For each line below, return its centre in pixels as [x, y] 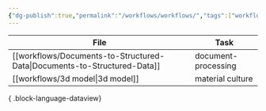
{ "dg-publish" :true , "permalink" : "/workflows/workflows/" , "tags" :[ [120, 15]
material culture [224, 78]
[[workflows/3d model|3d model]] [76, 78]
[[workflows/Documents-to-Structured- [88, 55]
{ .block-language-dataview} [55, 98]
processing [216, 66]
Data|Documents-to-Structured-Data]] [86, 66]
